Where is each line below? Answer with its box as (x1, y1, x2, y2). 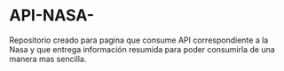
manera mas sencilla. (9, 53, 87, 64)
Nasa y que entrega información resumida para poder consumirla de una (9, 43, 275, 54)
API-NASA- (9, 5, 95, 26)
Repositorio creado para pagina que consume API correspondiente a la (9, 35, 269, 45)
